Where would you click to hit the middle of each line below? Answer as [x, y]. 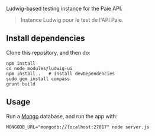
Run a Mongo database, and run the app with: [62, 116]
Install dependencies [46, 39]
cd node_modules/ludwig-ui [39, 68]
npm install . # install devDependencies [61, 74]
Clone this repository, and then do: [48, 52]
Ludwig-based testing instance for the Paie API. [64, 9]
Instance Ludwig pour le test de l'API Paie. [72, 20]
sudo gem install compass [38, 79]
